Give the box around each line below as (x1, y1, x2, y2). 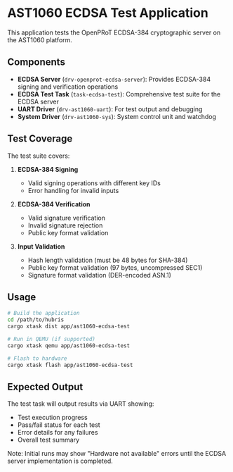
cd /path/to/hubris (7, 316, 65, 323)
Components (7, 56, 65, 68)
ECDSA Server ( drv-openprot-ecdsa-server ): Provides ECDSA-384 (17, 75, 211, 83)
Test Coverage (7, 132, 73, 145)
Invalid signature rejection (27, 221, 103, 230)
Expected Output (7, 380, 84, 392)
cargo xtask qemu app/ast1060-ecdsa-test (7, 342, 131, 349)
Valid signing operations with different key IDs (27, 178, 161, 187)
